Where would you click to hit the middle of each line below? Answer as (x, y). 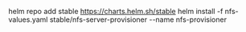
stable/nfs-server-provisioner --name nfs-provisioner (138, 20)
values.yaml (28, 20)
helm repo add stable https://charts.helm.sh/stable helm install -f (116, 11)
